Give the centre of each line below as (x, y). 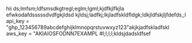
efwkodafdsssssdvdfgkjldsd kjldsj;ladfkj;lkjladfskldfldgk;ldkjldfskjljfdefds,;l (96, 15)
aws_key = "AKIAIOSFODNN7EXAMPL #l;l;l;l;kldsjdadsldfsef (79, 34)
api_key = (18, 21)
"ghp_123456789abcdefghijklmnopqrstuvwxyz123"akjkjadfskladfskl (88, 27)
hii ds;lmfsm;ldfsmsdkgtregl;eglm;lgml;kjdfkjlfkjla (65, 9)
